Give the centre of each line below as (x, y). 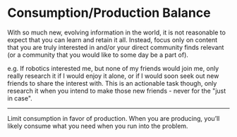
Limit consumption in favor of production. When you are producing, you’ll (114, 118)
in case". (20, 98)
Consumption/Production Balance (109, 13)
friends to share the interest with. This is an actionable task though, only (112, 83)
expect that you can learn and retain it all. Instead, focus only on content (113, 39)
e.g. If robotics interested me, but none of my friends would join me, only (113, 68)
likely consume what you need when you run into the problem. (98, 126)
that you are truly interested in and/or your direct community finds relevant (116, 47)
